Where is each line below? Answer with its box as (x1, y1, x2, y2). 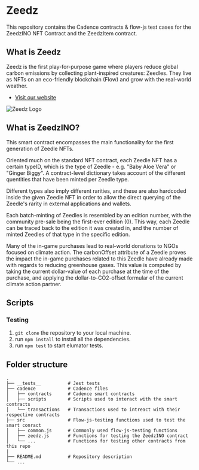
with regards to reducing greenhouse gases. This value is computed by (6, 261, 182, 268)
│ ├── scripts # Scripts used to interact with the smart (6, 396, 178, 402)
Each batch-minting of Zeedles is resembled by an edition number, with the (6, 211, 191, 219)
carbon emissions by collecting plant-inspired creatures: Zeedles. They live (6, 69, 192, 77)
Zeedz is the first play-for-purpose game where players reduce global (6, 63, 178, 70)
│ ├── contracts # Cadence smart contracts (6, 391, 135, 397)
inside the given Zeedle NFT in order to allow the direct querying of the (6, 193, 181, 201)
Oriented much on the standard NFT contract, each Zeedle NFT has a (6, 156, 177, 163)
